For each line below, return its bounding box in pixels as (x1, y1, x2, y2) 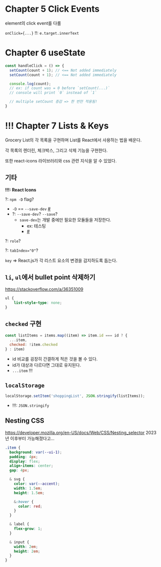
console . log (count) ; (9, 81, 51, 86)
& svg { (9, 477, 25, 482)
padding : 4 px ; (9, 454, 38, 459)
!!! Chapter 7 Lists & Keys (5, 120, 109, 132)
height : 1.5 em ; (14, 490, 45, 495)
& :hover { (14, 499, 34, 504)
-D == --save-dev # (12, 205, 51, 211)
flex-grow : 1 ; (14, 526, 42, 531)
